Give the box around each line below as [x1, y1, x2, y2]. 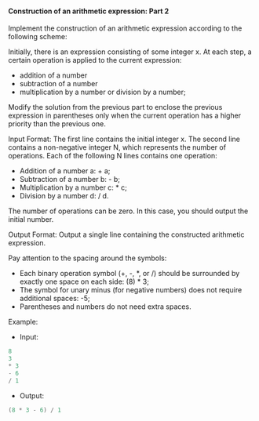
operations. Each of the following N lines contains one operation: [8, 151, 217, 161]
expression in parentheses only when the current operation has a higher [8, 111, 242, 121]
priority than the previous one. [8, 119, 106, 129]
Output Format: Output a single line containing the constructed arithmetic [8, 230, 245, 239]
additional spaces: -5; [19, 294, 90, 303]
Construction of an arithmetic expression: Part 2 [8, 6, 170, 16]
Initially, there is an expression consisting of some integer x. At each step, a [8, 47, 253, 56]
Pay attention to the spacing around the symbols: [8, 253, 167, 263]
